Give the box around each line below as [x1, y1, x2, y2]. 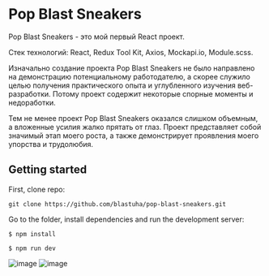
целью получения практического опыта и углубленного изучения [8, 80, 237, 90]
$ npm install [8, 230, 57, 238]
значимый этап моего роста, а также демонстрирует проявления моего [8, 131, 259, 140]
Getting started [8, 163, 88, 177]
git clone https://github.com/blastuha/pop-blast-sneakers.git [8, 200, 227, 208]
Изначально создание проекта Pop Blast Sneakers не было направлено [8, 63, 255, 73]
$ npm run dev [8, 244, 57, 252]
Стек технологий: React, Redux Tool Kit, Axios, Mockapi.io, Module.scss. [8, 47, 254, 57]
